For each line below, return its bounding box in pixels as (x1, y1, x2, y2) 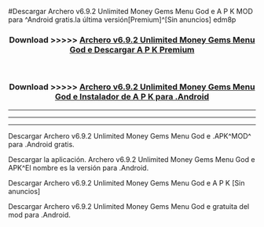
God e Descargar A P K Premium (69, 44, 195, 55)
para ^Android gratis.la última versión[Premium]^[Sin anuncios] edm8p (8, 15, 236, 24)
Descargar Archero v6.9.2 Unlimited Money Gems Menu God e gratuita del (8, 201, 250, 211)
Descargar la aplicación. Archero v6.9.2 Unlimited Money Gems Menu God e (8, 154, 255, 164)
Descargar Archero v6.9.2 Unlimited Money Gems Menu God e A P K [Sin (8, 178, 245, 187)
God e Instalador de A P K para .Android (54, 92, 210, 103)
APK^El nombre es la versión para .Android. (8, 163, 149, 172)
